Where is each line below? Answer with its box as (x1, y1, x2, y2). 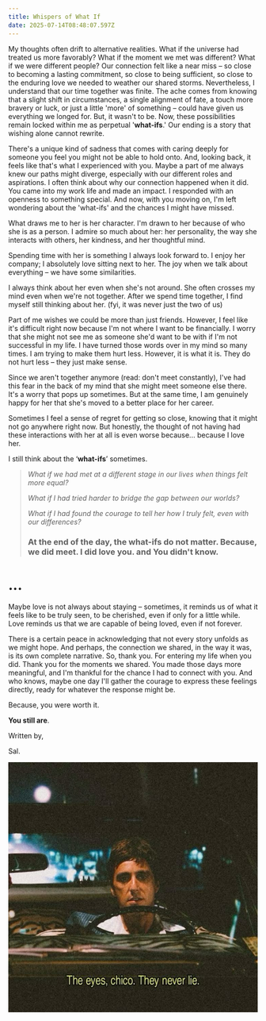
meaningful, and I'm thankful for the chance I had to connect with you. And (8, 668, 253, 678)
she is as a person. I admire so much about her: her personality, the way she (8, 226, 257, 236)
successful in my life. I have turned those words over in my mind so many (8, 340, 248, 349)
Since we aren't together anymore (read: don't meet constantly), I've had (8, 372, 246, 382)
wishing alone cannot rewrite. (8, 128, 105, 138)
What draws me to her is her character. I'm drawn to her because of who (8, 218, 245, 228)
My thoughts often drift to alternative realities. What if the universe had (8, 44, 239, 53)
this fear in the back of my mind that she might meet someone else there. (8, 381, 247, 391)
